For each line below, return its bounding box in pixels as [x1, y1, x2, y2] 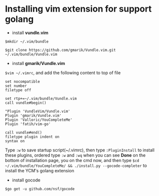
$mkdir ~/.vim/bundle [5, 39, 49, 44]
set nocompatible [5, 79, 40, 84]
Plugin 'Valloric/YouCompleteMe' [5, 117, 73, 122]
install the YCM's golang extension [5, 167, 74, 173]
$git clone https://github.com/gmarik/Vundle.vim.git [5, 48, 116, 52]
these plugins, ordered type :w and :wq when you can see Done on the [5, 152, 146, 158]
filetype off [5, 87, 32, 93]
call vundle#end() [5, 130, 42, 135]
